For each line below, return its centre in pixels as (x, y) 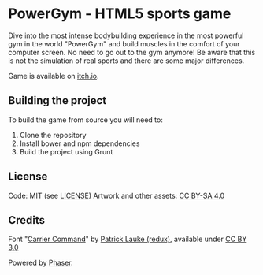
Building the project (57, 100)
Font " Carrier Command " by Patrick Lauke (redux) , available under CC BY (128, 239)
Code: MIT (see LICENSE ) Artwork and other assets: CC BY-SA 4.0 (117, 195)
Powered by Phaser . (41, 263)
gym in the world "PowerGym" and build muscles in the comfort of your (124, 43)
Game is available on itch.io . (54, 76)
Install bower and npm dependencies (80, 143)
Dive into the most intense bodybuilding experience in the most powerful (126, 35)
